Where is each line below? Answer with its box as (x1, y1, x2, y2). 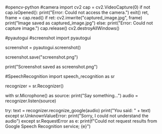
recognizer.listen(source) (5, 98, 56, 104)
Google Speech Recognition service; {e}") (5, 124, 91, 129)
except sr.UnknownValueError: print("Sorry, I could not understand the (5, 113, 149, 119)
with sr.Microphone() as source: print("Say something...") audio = (5, 93, 139, 98)
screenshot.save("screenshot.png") (5, 54, 78, 60)
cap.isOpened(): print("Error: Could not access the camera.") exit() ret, (5, 9, 149, 15)
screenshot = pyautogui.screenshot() (5, 45, 81, 50)
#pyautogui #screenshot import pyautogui (5, 35, 91, 41)
